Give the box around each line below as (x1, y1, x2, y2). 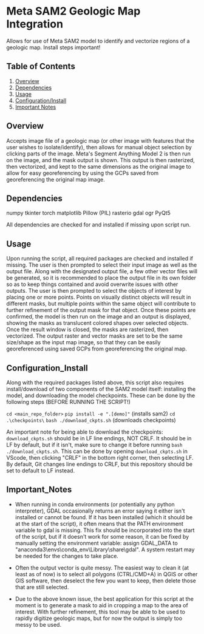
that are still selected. (15, 583, 69, 590)
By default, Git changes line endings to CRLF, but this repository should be (6, 460, 193, 468)
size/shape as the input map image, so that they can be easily (6, 339, 161, 346)
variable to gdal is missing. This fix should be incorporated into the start (15, 527, 195, 534)
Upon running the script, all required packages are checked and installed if (6, 255, 193, 262)
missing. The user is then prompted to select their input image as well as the (6, 261, 197, 268)
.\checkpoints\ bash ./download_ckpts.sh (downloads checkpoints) (6, 417, 176, 423)
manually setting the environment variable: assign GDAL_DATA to (15, 539, 178, 547)
